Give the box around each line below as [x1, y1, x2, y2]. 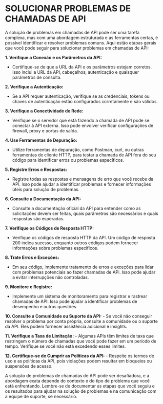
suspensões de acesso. [5, 363, 53, 369]
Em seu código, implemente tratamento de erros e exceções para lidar [12, 264, 154, 270]
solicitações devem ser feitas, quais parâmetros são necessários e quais [12, 211, 159, 216]
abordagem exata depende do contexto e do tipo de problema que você [5, 378, 150, 383]
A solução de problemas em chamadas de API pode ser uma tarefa [5, 29, 140, 35]
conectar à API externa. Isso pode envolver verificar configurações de [12, 123, 154, 128]
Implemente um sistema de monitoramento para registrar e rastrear [12, 293, 147, 299]
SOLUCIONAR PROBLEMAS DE [5, 3, 131, 14]
